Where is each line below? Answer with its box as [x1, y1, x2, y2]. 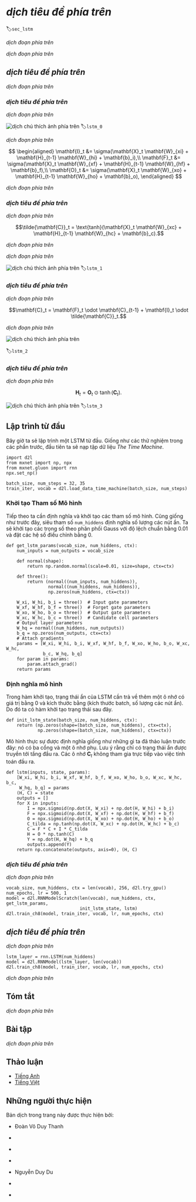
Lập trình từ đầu [6, 421, 66, 432]
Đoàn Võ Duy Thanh [14, 1123, 63, 1130]
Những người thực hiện [6, 1095, 92, 1106]
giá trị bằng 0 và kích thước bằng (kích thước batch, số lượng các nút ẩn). [6, 700, 184, 707]
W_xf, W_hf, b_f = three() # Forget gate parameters [16, 604, 151, 610]
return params [16, 666, 51, 672]
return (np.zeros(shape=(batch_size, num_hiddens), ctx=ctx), [16, 723, 172, 729]
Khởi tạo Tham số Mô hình [6, 499, 82, 507]
